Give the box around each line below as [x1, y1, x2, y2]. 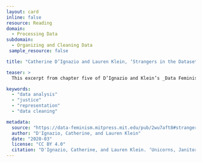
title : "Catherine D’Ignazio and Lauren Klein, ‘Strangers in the [6, 58, 176, 65]
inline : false [6, 14, 42, 20]
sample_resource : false [8, 48, 69, 54]
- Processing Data [11, 31, 58, 37]
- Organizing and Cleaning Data [11, 43, 93, 49]
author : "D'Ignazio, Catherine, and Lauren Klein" [11, 130, 141, 136]
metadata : [6, 119, 31, 125]
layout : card [6, 8, 39, 15]
